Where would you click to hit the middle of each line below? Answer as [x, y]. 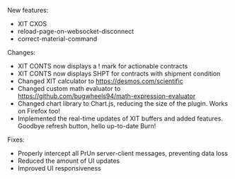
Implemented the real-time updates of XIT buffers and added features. [120, 118]
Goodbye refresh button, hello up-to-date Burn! [87, 126]
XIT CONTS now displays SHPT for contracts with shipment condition [119, 74]
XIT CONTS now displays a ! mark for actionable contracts [103, 66]
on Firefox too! [39, 111]
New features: [28, 10]
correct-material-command [57, 39]
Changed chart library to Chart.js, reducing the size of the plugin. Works [123, 104]
